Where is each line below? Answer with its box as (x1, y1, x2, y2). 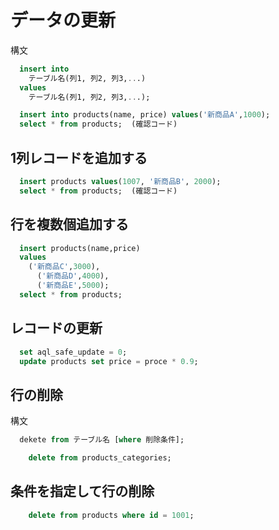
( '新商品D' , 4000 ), (36, 271, 110, 281)
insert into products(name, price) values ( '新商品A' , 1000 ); (19, 110, 271, 120)
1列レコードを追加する (10, 149, 148, 166)
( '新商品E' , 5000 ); (36, 281, 110, 291)
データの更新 (10, 9, 117, 32)
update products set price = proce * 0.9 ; (19, 356, 199, 366)
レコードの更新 (10, 320, 103, 337)
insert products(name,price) (19, 243, 141, 253)
